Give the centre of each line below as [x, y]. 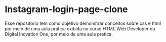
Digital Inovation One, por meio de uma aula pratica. [59, 34]
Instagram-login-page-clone [66, 9]
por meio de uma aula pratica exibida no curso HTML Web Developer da [80, 28]
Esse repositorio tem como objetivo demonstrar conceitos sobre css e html [83, 23]
